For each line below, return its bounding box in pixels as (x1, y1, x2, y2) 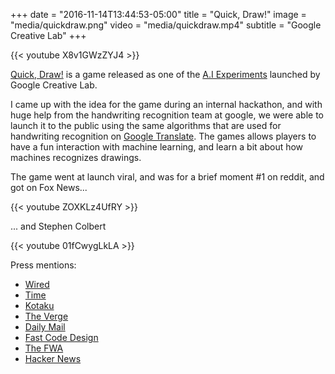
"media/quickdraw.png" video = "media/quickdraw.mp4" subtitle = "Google (10, 19, 322, 31)
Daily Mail (24, 321, 66, 333)
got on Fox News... (10, 182, 88, 193)
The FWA (24, 342, 64, 354)
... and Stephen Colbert (10, 220, 107, 232)
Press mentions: (10, 259, 77, 271)
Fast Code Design (24, 332, 99, 343)
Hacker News (24, 353, 82, 364)
